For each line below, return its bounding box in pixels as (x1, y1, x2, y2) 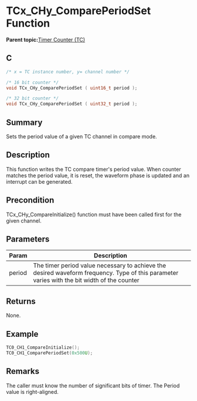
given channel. (6, 217, 42, 224)
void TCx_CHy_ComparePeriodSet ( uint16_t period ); (6, 85, 138, 91)
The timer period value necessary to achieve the (33, 261, 167, 270)
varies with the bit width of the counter (33, 276, 140, 284)
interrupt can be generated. (6, 178, 73, 185)
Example (6, 329, 39, 339)
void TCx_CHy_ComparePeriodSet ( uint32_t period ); (6, 101, 138, 107)
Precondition (6, 195, 55, 206)
